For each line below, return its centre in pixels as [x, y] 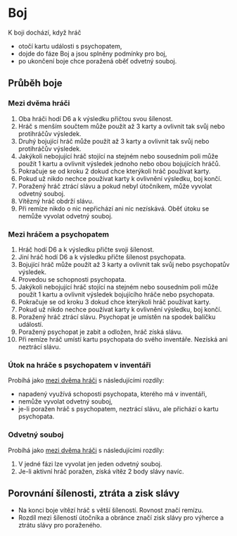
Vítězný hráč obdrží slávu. [56, 201]
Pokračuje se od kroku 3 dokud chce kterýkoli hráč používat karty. [114, 301]
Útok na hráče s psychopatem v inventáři [79, 365]
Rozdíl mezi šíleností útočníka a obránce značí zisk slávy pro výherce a [121, 518]
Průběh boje [35, 83]
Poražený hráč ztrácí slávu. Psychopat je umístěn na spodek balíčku [117, 317]
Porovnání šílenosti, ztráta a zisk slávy [94, 493]
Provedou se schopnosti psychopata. [72, 279]
